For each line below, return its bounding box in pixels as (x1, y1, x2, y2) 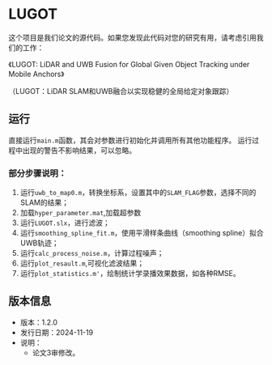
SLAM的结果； (19, 197, 70, 207)
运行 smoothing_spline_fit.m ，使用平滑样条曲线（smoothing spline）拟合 (19, 228, 264, 238)
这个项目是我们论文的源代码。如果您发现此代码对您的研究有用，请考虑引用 (8, 32, 257, 42)
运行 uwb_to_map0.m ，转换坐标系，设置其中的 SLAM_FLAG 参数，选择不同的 (19, 188, 257, 197)
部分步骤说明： (8, 168, 67, 179)
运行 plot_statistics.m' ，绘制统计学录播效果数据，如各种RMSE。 (19, 269, 240, 278)
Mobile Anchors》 (8, 69, 65, 79)
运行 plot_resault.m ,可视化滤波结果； (19, 258, 145, 268)
